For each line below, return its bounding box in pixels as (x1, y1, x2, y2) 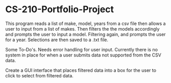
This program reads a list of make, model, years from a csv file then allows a (5, 20, 166, 26)
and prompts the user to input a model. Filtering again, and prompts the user (5, 31, 166, 37)
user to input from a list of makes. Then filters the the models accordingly (5, 25, 160, 32)
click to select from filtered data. (5, 72, 74, 78)
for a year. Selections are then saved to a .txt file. (5, 37, 109, 43)
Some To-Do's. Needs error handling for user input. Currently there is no (5, 46, 158, 52)
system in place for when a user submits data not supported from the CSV (5, 52, 162, 58)
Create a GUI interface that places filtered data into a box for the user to (5, 67, 157, 73)
